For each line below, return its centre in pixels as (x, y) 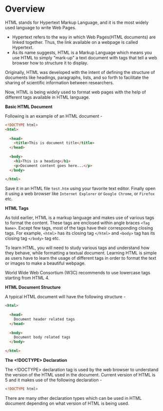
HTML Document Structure (33, 287)
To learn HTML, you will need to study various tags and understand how (77, 248)
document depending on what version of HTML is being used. (67, 403)
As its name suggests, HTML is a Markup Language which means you (82, 53)
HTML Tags (17, 208)
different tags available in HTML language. (47, 97)
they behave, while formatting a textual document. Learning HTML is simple (81, 253)
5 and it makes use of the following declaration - (54, 380)
